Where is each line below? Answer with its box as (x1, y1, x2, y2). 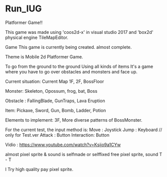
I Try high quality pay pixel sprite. (5, 166, 74, 172)
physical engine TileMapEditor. (5, 34, 69, 40)
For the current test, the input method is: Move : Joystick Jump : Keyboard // (5, 127, 163, 133)
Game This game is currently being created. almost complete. (5, 44, 132, 50)
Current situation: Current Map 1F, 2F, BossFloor (5, 78, 104, 84)
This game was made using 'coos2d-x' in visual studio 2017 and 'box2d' (5, 29, 154, 35)
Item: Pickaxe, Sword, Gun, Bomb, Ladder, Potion (5, 107, 106, 113)
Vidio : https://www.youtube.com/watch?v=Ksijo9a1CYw (5, 142, 121, 148)
